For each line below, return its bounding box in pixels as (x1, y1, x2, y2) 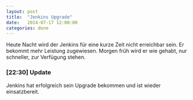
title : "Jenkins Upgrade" (6, 14, 73, 20)
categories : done (6, 25, 49, 31)
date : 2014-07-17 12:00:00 (6, 19, 78, 25)
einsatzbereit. (6, 88, 40, 95)
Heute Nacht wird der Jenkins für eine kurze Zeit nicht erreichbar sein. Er (6, 41, 184, 48)
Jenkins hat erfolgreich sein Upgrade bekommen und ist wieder (6, 82, 161, 89)
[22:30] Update (6, 68, 51, 76)
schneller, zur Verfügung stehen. (6, 54, 86, 61)
